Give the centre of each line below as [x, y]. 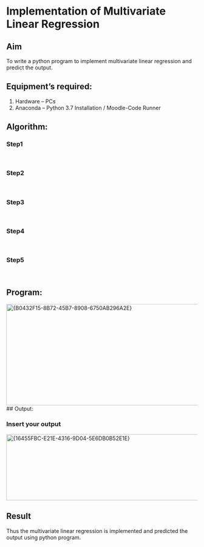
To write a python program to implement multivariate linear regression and [99, 61]
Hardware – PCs [35, 101]
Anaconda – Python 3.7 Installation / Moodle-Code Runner [88, 108]
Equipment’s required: [49, 87]
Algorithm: [27, 127]
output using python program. [44, 537]
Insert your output [34, 424]
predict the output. [29, 67]
